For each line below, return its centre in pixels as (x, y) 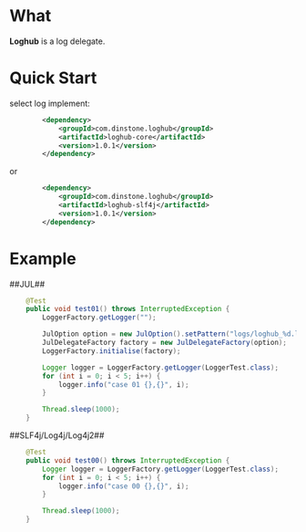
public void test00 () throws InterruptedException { (128, 460)
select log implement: (50, 103)
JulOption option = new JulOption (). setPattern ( (136, 334)
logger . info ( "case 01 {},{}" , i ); (123, 384)
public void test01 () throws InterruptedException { (128, 309)
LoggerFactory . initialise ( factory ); (112, 351)
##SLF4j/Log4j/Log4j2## (57, 435)
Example (43, 259)
